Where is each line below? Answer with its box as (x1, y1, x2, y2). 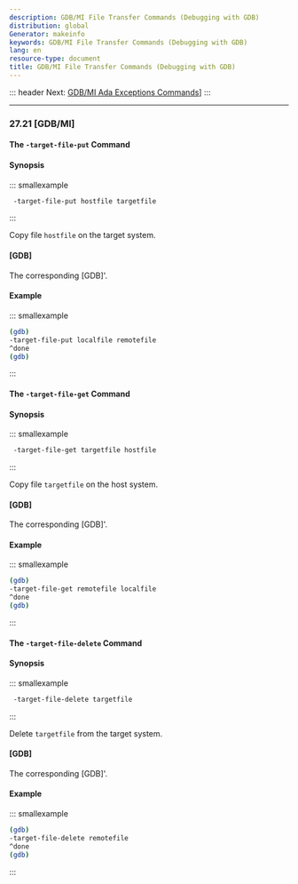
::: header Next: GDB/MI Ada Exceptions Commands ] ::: (9, 86, 211, 98)
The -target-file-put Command (9, 139, 130, 150)
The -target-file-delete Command (9, 637, 143, 649)
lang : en (9, 46, 42, 55)
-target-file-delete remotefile (9, 833, 129, 842)
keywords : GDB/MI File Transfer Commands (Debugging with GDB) (9, 37, 248, 47)
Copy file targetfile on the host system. (9, 479, 159, 490)
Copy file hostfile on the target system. (9, 230, 156, 241)
